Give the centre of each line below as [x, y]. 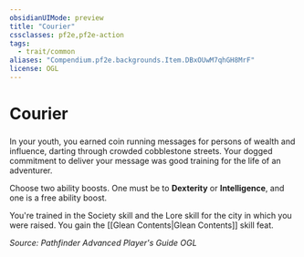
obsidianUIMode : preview [57, 18]
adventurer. [31, 170]
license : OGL [34, 69]
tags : [20, 43]
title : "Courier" [42, 26]
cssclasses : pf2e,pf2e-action [67, 35]
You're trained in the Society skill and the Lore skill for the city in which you [151, 215]
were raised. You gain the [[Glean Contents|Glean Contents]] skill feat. [142, 225]
